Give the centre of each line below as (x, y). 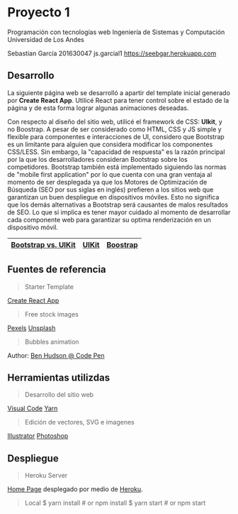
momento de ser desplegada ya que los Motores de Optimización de (107, 182)
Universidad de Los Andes (46, 39)
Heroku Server (46, 476)
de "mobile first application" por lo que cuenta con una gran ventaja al (110, 174)
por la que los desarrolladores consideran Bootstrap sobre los (97, 159)
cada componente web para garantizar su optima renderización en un (109, 219)
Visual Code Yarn (33, 408)
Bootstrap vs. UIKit (43, 244)
